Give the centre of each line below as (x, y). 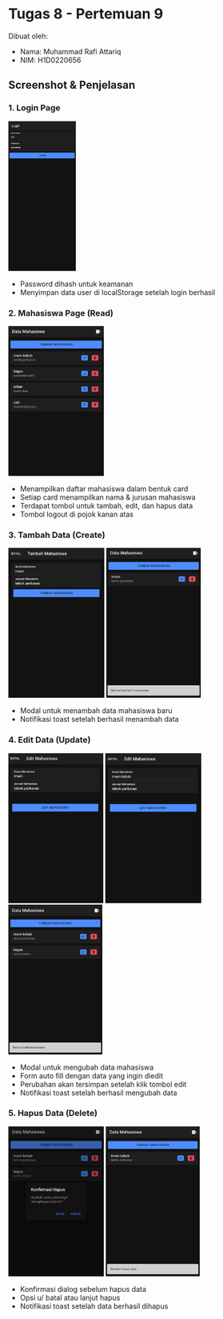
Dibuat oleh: (28, 36)
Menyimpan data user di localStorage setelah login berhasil (117, 292)
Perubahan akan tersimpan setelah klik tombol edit (103, 1084)
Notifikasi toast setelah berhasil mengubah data (98, 1093)
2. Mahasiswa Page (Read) (61, 313)
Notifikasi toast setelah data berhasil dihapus (94, 1306)
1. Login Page (34, 108)
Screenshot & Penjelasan (72, 85)
